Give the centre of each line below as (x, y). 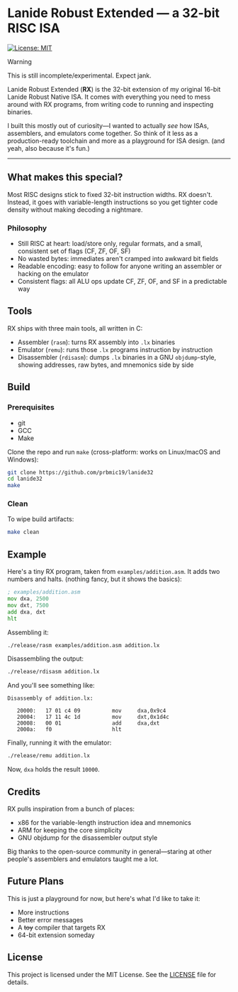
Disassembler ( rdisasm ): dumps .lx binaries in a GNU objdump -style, (117, 357)
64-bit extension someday (56, 935)
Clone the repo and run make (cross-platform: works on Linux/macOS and (114, 452)
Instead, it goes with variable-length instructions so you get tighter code (113, 202)
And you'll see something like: (51, 686)
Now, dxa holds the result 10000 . (54, 769)
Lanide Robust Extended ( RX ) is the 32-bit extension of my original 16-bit (114, 89)
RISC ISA (34, 28)
